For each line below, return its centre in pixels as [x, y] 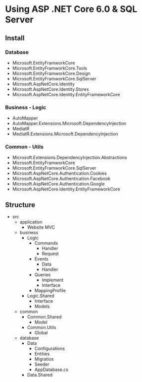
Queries [43, 275]
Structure [20, 205]
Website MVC [41, 227]
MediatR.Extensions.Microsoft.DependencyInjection [65, 134]
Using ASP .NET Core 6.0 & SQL [71, 9]
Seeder [42, 364]
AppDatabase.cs [51, 370]
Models [42, 307]
